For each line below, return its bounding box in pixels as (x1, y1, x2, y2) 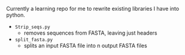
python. (6, 11, 25, 19)
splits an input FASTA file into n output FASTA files (23, 42, 148, 49)
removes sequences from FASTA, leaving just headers (23, 29, 157, 36)
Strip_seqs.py (14, 24, 50, 30)
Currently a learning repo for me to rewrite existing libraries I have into (6, 5, 180, 12)
